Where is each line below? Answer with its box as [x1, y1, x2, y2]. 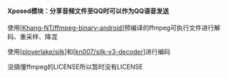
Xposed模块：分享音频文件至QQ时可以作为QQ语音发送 [7, 6, 170, 15]
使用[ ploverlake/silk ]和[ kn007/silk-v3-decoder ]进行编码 [7, 48, 171, 56]
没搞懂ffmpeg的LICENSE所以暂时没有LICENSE [7, 62, 143, 71]
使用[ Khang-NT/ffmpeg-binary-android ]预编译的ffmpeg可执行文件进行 [7, 23, 214, 32]
